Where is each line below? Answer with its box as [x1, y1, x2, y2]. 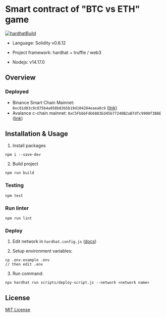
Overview [5, 73, 36, 82]
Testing [5, 182, 24, 189]
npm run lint [5, 216, 32, 221]
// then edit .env [5, 262, 43, 267]
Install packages [12, 142, 46, 149]
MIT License [5, 307, 31, 313]
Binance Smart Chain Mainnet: [12, 99, 75, 105]
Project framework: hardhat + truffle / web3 [12, 49, 102, 55]
